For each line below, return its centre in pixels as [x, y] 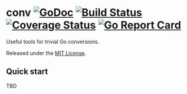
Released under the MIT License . [46, 53]
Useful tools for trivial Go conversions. [53, 41]
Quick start [27, 72]
